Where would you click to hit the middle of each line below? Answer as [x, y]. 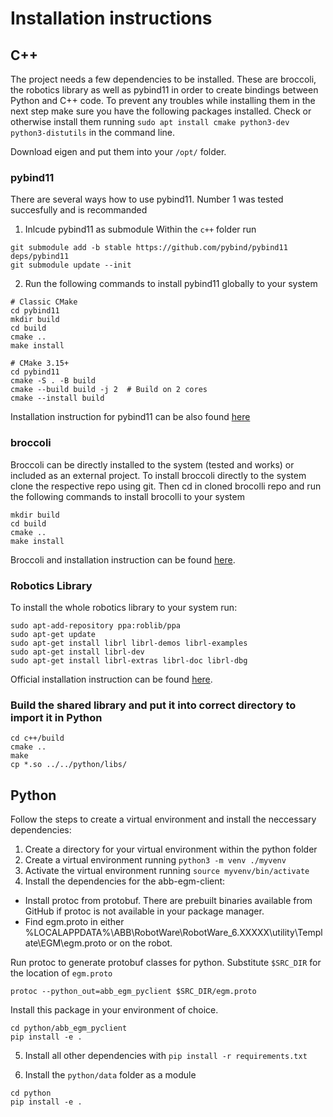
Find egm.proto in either [74, 921]
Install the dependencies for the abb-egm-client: [125, 881]
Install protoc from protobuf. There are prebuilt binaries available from [168, 900]
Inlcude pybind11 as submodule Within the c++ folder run [140, 229]
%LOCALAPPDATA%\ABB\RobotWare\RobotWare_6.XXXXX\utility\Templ [173, 932]
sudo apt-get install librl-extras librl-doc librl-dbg [129, 660]
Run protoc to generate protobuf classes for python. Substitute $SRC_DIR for [166, 962]
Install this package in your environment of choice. [114, 1010]
